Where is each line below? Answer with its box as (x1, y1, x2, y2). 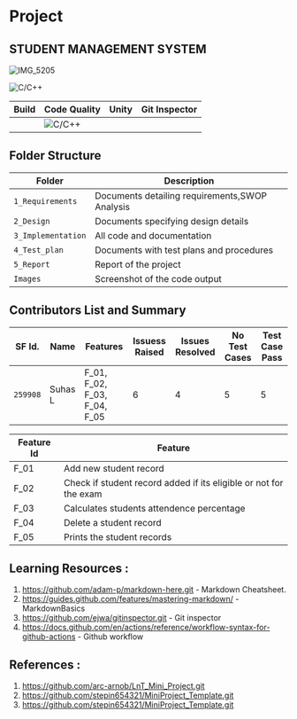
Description (164, 175, 215, 187)
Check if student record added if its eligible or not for (63, 476, 284, 488)
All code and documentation (94, 229, 212, 241)
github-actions (21, 631, 76, 642)
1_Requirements (13, 196, 78, 206)
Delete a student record (63, 516, 162, 528)
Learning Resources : (9, 561, 129, 576)
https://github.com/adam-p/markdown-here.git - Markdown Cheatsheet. (21, 584, 287, 595)
